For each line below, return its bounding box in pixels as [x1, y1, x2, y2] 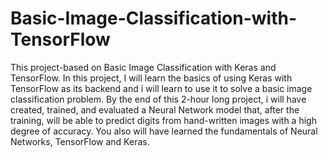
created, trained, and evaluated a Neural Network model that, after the [10, 103, 300, 116]
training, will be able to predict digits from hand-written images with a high [10, 114, 317, 126]
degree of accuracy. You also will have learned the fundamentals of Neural [10, 125, 318, 137]
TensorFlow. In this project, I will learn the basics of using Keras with [10, 72, 293, 84]
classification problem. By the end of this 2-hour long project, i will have [10, 93, 307, 105]
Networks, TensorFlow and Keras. [10, 135, 150, 147]
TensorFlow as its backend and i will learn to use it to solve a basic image [10, 82, 313, 94]
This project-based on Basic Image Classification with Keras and [10, 61, 277, 73]
